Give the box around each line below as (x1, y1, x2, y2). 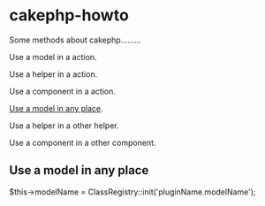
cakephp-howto (9, 5, 130, 26)
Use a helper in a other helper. (9, 120, 119, 131)
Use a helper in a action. (9, 68, 98, 80)
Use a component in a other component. (9, 137, 156, 148)
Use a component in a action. (9, 86, 117, 96)
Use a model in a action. (9, 51, 97, 62)
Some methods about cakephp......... (9, 34, 141, 45)
